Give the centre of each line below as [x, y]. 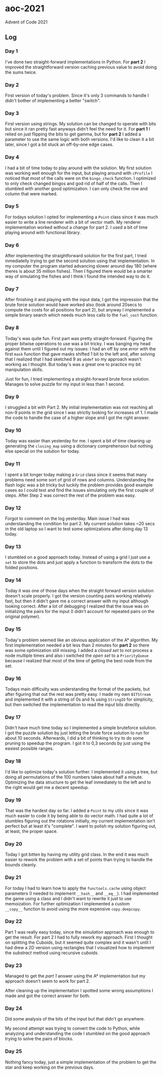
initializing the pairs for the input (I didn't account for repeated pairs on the [80, 612]
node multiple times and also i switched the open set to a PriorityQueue [77, 655]
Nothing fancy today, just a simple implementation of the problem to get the [81, 1062]
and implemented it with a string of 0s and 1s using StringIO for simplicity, [79, 699]
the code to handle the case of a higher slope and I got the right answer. [77, 418]
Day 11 [13, 464]
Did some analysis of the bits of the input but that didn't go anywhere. [75, 1019]
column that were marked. [31, 193]
